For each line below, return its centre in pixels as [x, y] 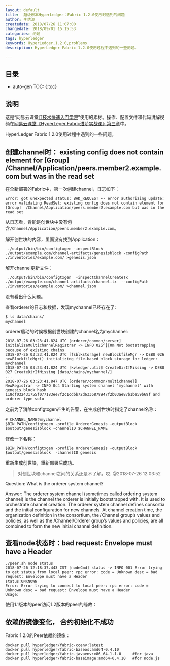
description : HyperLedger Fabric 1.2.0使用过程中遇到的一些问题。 [72, 48]
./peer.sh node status [29, 563]
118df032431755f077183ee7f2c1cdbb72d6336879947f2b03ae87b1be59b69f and [82, 395]
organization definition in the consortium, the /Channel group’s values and [82, 515]
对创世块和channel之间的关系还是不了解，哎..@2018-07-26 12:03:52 [89, 474]
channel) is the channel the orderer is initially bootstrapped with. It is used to [85, 499]
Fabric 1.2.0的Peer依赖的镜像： [38, 635]
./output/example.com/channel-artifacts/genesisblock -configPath [77, 253]
